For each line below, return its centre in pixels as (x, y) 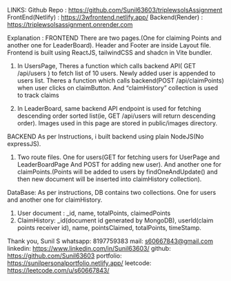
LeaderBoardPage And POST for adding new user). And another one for (119, 164)
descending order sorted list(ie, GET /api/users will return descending (116, 116)
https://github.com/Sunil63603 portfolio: (64, 256)
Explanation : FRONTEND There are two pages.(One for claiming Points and (114, 38)
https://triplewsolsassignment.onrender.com (70, 24)
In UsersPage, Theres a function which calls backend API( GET (107, 66)
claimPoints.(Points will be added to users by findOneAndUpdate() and (117, 172)
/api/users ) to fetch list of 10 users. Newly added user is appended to (116, 73)
